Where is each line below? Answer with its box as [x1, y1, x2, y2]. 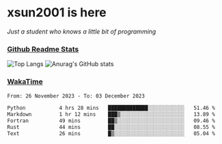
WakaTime [7, 77, 43, 87]
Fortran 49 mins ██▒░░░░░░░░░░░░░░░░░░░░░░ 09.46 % [7, 117, 215, 124]
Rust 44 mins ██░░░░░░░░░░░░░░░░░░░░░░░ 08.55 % [7, 124, 215, 131]
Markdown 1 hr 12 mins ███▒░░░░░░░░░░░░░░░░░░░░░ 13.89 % [7, 111, 215, 118]
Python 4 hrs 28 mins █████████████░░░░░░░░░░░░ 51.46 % [7, 104, 215, 112]
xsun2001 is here [7, 5, 107, 20]
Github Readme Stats [7, 44, 79, 54]
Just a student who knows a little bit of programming [7, 27, 156, 35]
